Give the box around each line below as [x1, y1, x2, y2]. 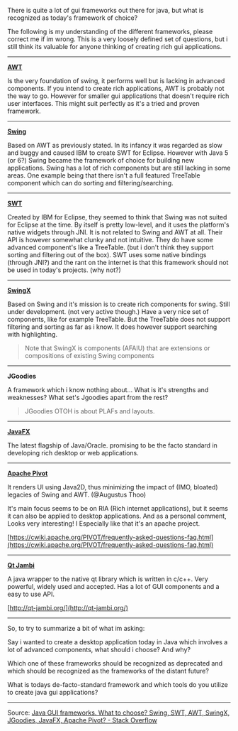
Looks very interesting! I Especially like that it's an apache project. [7, 519, 200, 528]
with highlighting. [7, 330, 58, 338]
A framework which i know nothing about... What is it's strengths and [7, 386, 209, 394]
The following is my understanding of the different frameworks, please [7, 28, 213, 36]
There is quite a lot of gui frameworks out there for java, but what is [7, 6, 204, 14]
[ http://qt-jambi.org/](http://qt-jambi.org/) [7, 604, 129, 612]
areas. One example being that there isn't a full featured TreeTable [7, 171, 200, 180]
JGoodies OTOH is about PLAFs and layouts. [24, 407, 155, 415]
